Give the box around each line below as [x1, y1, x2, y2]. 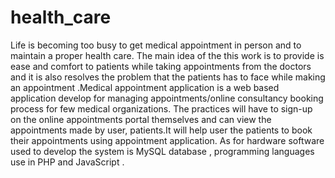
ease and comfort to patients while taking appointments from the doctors [10, 60, 312, 72]
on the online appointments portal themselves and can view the [10, 113, 272, 125]
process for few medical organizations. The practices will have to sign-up [10, 102, 313, 115]
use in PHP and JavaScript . [10, 156, 125, 168]
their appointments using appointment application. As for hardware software [10, 134, 325, 146]
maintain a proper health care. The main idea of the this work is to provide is [10, 49, 325, 61]
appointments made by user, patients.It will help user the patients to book [10, 124, 313, 136]
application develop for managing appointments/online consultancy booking [10, 92, 324, 104]
